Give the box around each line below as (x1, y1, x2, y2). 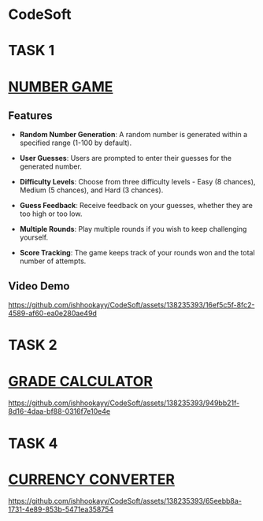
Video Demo (8, 279, 70, 292)
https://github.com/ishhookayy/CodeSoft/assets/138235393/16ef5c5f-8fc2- (8, 300, 255, 310)
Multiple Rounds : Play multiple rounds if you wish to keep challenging (19, 225, 247, 234)
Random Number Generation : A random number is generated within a (19, 130, 248, 140)
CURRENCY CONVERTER (8, 471, 176, 488)
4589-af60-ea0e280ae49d (8, 309, 97, 318)
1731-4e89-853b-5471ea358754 (8, 504, 114, 514)
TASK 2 (8, 337, 57, 354)
